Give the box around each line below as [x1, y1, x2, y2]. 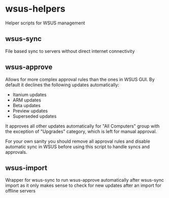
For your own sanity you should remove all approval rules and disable [5, 138, 151, 144]
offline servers [5, 188, 36, 194]
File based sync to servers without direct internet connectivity [5, 48, 135, 54]
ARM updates [12, 97, 42, 103]
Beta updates [12, 102, 41, 108]
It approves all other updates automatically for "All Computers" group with [5, 123, 160, 129]
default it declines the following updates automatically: [5, 82, 119, 88]
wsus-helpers [5, 3, 65, 15]
